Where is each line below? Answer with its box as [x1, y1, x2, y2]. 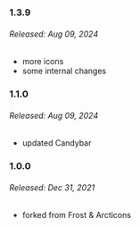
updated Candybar [21, 138, 92, 148]
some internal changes [21, 65, 107, 77]
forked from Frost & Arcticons [21, 210, 132, 221]
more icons [21, 56, 64, 67]
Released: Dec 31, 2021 [9, 181, 95, 193]
